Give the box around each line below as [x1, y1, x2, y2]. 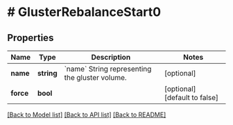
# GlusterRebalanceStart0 [7, 4, 162, 20]
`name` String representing [64, 64, 152, 74]
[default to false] [164, 93, 219, 102]
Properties [7, 32, 54, 44]
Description [91, 53, 131, 62]
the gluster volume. [64, 73, 127, 82]
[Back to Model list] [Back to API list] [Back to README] [7, 110, 166, 119]
